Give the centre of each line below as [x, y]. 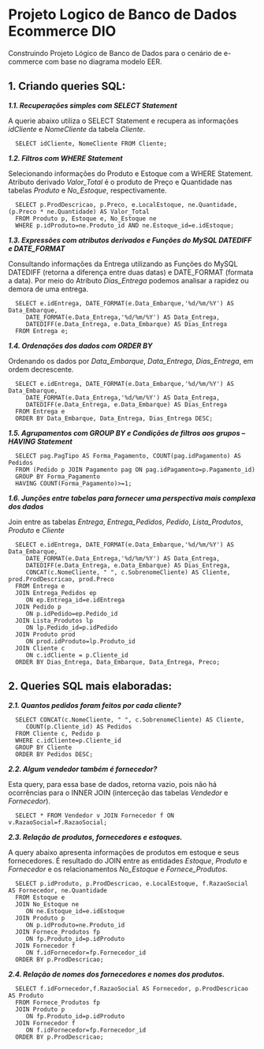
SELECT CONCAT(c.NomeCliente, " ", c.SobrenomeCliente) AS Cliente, [130, 720]
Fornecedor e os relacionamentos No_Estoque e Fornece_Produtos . [118, 869]
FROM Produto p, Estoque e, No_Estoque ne [86, 219]
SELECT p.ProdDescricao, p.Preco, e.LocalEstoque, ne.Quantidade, [126, 204]
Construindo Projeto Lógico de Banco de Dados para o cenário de [115, 53]
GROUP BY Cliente [44, 747]
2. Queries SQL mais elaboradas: [90, 686]
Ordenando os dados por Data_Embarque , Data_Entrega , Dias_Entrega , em [131, 361]
